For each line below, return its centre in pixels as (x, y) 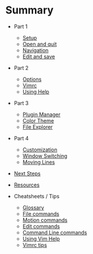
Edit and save (39, 56)
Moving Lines (39, 162)
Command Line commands (55, 232)
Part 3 (21, 103)
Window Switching (45, 155)
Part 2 (21, 67)
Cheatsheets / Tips (37, 196)
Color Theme (38, 120)
